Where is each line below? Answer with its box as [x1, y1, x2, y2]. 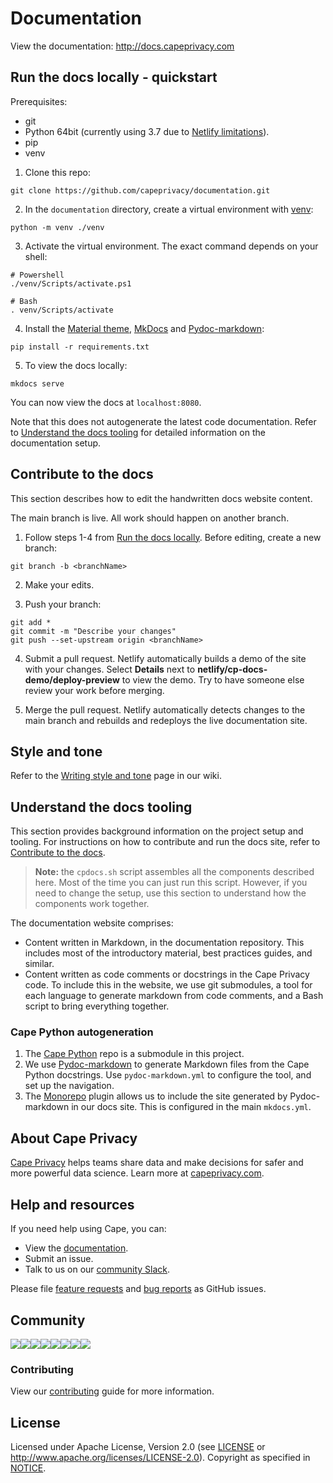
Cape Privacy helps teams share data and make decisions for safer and [10, 1157, 304, 1169]
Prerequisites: [10, 95, 68, 107]
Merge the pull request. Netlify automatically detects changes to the [24, 703, 306, 716]
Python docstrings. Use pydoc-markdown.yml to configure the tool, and [24, 1069, 312, 1081]
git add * [10, 617, 52, 627]
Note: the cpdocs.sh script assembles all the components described [34, 866, 315, 878]
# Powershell [10, 270, 65, 280]
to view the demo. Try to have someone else [121, 673, 305, 686]
